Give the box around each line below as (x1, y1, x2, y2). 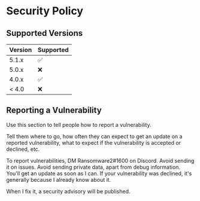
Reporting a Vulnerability (6, 105, 102, 115)
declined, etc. (6, 145, 40, 153)
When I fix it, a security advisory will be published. (6, 187, 131, 195)
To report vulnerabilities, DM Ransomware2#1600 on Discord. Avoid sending (6, 157, 195, 164)
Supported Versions (6, 28, 83, 38)
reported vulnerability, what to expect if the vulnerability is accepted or (6, 139, 181, 146)
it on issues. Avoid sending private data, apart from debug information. (6, 163, 181, 170)
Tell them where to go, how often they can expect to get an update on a (6, 133, 183, 140)
